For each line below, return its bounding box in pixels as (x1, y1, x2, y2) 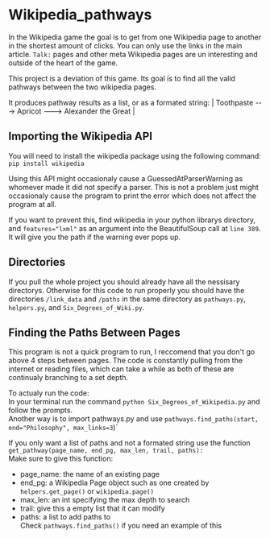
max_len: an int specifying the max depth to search (19, 495, 190, 505)
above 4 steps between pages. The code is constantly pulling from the (8, 356, 243, 366)
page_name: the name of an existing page (19, 470, 160, 479)
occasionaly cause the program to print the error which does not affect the (8, 191, 256, 201)
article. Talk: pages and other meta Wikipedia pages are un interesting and (8, 49, 258, 59)
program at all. (8, 199, 56, 209)
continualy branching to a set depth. (8, 373, 129, 383)
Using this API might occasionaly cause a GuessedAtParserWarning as (8, 173, 243, 183)
